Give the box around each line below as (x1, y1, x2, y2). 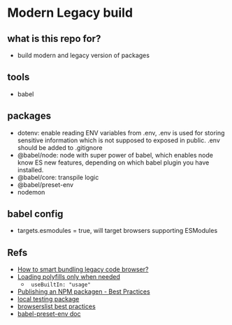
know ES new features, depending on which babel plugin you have (17, 158, 210, 167)
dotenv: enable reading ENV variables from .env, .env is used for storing (17, 128, 225, 137)
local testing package (17, 295, 80, 303)
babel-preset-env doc (17, 310, 82, 318)
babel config (7, 208, 64, 220)
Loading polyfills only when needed (17, 273, 120, 281)
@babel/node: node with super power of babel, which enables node (17, 151, 213, 159)
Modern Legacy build (7, 5, 133, 21)
